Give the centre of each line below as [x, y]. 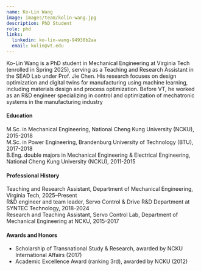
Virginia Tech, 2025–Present [42, 196]
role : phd [19, 29]
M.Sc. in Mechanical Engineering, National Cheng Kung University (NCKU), [100, 129]
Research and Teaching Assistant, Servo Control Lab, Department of [92, 215]
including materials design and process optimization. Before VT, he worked [100, 89]
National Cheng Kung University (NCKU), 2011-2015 [71, 162]
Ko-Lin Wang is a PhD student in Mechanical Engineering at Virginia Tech [98, 63]
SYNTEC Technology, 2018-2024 [48, 208]
